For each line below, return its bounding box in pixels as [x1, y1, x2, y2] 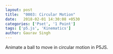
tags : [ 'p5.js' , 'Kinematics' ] [5, 26, 71, 31]
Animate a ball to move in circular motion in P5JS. [5, 44, 108, 50]
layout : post [5, 7, 33, 12]
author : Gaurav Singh [5, 30, 51, 35]
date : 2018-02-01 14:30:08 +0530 [5, 16, 80, 21]
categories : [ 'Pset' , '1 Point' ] [5, 21, 76, 26]
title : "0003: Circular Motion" [5, 12, 76, 17]
